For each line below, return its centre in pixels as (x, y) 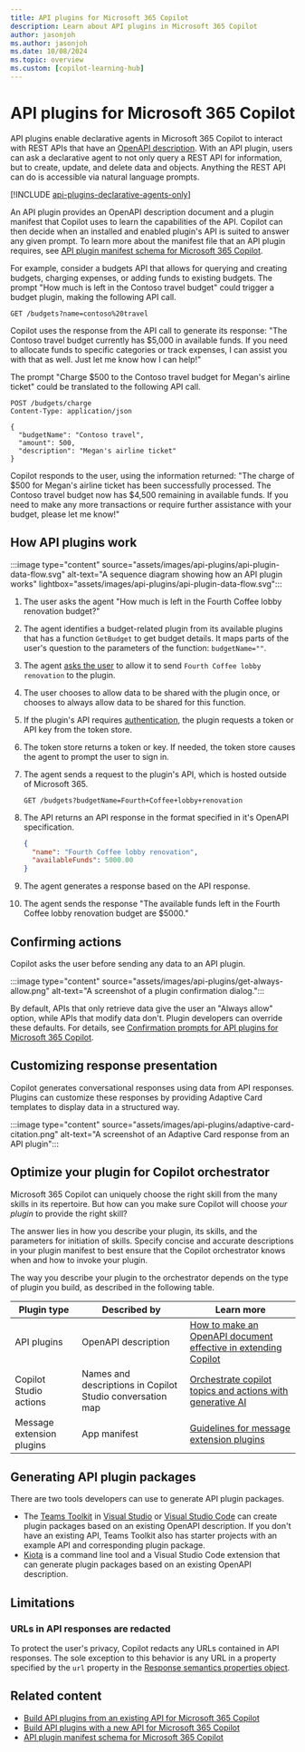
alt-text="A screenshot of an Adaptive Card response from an (175, 1134)
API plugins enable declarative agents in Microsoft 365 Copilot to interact (147, 138)
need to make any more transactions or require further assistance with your (151, 504)
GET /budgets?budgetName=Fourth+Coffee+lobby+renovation (133, 800)
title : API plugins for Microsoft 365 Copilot (100, 18)
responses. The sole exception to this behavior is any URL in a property (143, 1658)
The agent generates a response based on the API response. (137, 886)
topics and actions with (239, 1390)
